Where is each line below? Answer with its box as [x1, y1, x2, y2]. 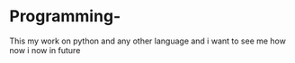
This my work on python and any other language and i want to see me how [9, 35, 286, 46]
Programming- [9, 6, 121, 27]
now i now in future [9, 44, 81, 55]
